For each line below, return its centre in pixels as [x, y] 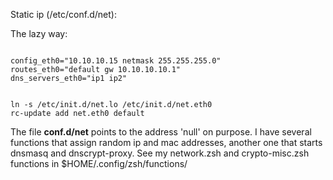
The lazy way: [39, 33]
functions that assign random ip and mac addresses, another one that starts [166, 142]
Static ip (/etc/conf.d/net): [63, 14]
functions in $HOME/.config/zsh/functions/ [99, 163]
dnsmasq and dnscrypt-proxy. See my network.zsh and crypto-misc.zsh [160, 153]
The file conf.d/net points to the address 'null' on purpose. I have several [161, 132]
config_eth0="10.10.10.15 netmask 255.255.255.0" [116, 61]
